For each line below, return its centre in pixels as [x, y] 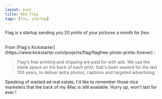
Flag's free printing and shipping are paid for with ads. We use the [83, 62]
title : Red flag [21, 14]
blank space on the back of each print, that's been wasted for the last [87, 67]
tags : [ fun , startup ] [27, 19]
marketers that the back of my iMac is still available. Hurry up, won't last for [81, 87]
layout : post [18, 10]
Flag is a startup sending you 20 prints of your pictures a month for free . [78, 33]
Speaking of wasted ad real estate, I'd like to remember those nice [72, 82]
